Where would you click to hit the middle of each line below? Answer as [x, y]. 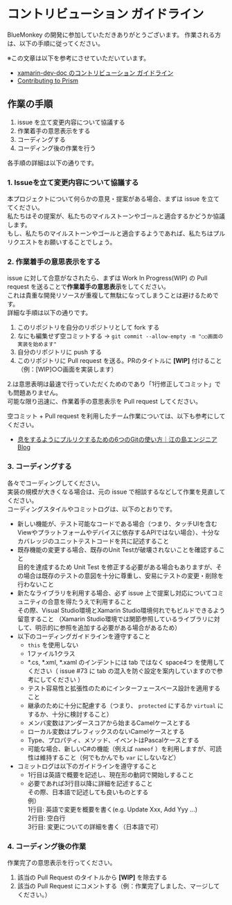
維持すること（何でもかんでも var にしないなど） [110, 757]
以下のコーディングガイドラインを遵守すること [84, 636]
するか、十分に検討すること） [70, 714]
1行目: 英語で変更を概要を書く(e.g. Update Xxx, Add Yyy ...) [113, 809]
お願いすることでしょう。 [80, 242]
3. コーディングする [39, 467]
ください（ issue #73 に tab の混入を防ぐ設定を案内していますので [122, 671]
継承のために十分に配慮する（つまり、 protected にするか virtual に [125, 705]
